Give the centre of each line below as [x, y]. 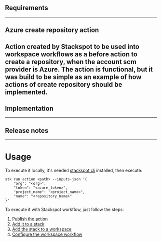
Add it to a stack [28, 224]
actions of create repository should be [64, 84]
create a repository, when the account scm [71, 62]
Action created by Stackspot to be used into [72, 46]
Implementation [29, 108]
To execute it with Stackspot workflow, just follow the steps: [64, 210]
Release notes [27, 130]
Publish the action [30, 219]
